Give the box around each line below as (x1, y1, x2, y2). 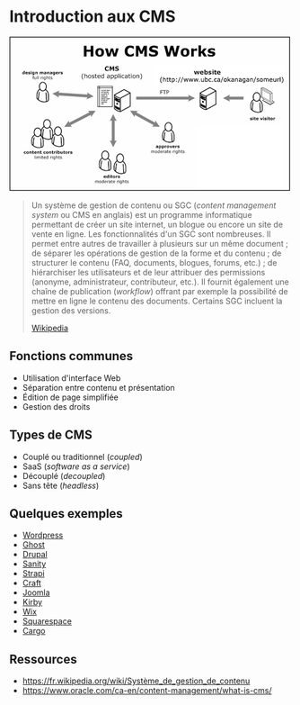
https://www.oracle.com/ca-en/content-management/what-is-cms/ (22, 685, 272, 696)
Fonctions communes (9, 348, 134, 364)
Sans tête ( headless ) (22, 480, 100, 491)
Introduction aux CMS (9, 6, 176, 27)
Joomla (22, 587, 51, 598)
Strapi (22, 568, 45, 579)
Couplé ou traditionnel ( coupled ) (22, 451, 143, 462)
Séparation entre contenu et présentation (22, 382, 175, 393)
